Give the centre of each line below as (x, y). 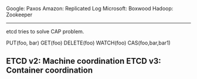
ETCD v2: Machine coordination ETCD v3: (84, 61)
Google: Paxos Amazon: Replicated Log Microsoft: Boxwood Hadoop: (90, 8)
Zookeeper (19, 15)
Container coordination (49, 71)
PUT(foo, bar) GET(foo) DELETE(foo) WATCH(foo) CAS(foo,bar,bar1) (89, 43)
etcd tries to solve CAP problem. (45, 31)
